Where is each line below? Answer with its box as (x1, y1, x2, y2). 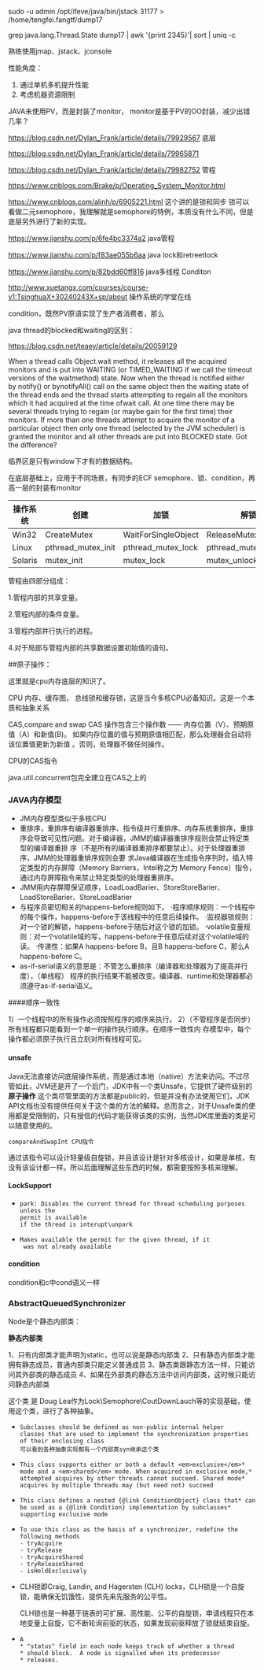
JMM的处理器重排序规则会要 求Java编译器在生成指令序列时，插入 (33, 854, 247, 863)
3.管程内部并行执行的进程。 (8, 626, 97, 635)
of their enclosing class (19, 1437, 104, 1446)
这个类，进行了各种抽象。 (14, 1406, 98, 1416)
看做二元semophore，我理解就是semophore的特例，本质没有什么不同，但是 (8, 207, 254, 216)
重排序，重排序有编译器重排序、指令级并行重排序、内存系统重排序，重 (19, 824, 247, 833)
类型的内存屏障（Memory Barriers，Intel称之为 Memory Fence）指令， (26, 863, 256, 872)
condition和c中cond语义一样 (8, 1277, 101, 1287)
